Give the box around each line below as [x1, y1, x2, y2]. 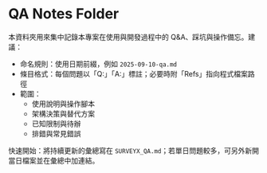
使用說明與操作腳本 [31, 99, 96, 108]
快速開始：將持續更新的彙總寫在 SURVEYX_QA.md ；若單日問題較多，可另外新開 [8, 145, 260, 155]
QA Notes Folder [8, 5, 120, 23]
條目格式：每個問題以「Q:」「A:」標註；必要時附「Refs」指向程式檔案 [19, 69, 249, 78]
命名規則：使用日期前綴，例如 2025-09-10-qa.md [19, 59, 178, 69]
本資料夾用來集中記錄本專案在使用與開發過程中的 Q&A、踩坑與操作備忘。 [8, 32, 249, 41]
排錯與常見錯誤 [31, 128, 81, 138]
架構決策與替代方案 [31, 108, 96, 118]
